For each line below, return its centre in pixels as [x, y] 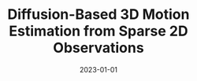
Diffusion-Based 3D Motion [98, 15]
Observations [98, 48]
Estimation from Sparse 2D [98, 31]
